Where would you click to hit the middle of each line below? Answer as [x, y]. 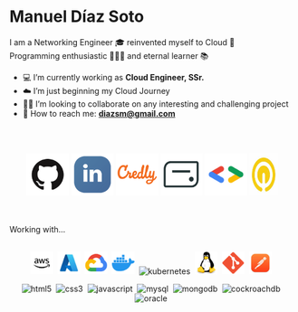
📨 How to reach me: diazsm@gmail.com [99, 113]
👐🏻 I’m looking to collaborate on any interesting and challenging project [155, 104]
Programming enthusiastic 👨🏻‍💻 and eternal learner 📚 [109, 55]
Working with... [38, 229]
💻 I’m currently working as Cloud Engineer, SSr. [113, 77]
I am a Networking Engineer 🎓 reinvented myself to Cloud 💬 [122, 42]
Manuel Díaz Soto [77, 17]
